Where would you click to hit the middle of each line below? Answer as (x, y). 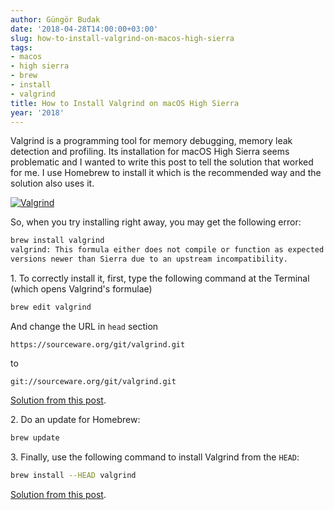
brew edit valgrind (51, 307)
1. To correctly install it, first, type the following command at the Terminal (160, 278)
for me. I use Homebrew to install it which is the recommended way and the (166, 173)
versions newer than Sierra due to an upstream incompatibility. (149, 259)
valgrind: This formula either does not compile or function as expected (167, 250)
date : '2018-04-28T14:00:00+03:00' (84, 29)
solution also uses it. (52, 183)
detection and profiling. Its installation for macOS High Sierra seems (150, 152)
